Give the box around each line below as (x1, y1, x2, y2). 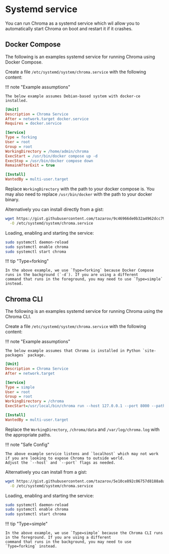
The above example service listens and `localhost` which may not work (5, 451, 158, 456)
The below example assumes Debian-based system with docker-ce (5, 93, 141, 99)
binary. (5, 197, 20, 202)
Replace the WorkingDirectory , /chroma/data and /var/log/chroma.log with (5, 426, 160, 432)
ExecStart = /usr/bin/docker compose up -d (5, 153, 98, 158)
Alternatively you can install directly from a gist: (5, 206, 104, 212)
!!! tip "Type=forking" (5, 258, 49, 264)
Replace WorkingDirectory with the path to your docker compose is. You (5, 186, 155, 192)
